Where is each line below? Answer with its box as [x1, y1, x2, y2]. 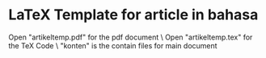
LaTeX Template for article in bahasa [8, 6, 259, 24]
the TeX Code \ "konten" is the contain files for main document [8, 40, 217, 50]
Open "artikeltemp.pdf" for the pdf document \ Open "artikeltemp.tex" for [8, 32, 253, 42]
